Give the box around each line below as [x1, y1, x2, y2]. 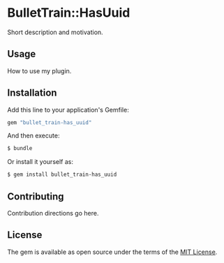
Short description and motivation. [7, 28, 103, 36]
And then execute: [7, 131, 60, 140]
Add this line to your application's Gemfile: [7, 105, 129, 114]
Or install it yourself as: [7, 158, 73, 166]
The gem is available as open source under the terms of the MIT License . [7, 248, 218, 256]
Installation [7, 87, 57, 99]
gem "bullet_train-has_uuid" [7, 119, 92, 126]
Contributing [7, 190, 64, 202]
